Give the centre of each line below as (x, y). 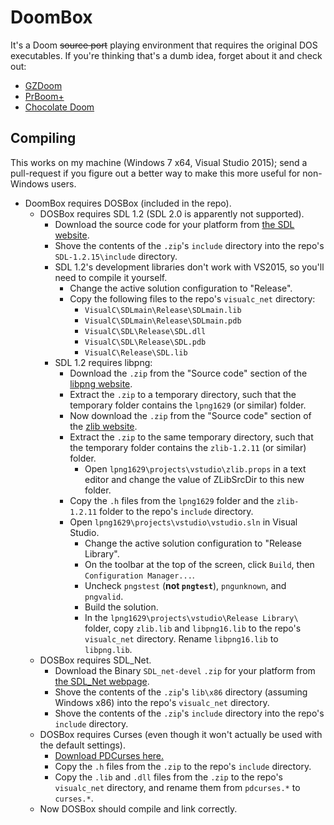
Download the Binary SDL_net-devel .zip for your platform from (185, 670)
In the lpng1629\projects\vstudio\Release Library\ (191, 617)
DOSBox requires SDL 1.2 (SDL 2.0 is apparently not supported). (172, 213)
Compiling (43, 138)
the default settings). (82, 745)
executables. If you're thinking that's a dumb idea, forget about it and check (166, 55)
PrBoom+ (44, 96)
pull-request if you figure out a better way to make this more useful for (155, 173)
